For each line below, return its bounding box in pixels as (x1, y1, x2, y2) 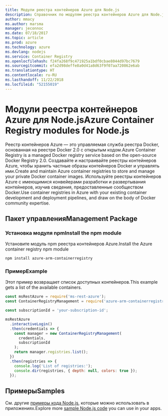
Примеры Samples (5, 386, 65, 395)
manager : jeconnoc (5, 26, 43, 31)
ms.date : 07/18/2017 (5, 31, 48, 36)
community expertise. (5, 200, 50, 206)
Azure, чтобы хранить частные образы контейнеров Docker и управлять (5, 162, 160, 168)
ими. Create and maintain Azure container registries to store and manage (5, 168, 155, 174)
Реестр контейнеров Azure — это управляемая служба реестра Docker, (5, 141, 159, 147)
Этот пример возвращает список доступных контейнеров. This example (5, 279, 158, 285)
